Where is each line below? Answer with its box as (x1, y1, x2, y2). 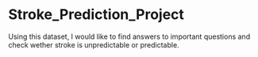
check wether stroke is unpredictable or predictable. (8, 40, 180, 49)
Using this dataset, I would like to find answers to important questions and (8, 32, 251, 41)
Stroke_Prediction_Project (8, 6, 185, 24)
